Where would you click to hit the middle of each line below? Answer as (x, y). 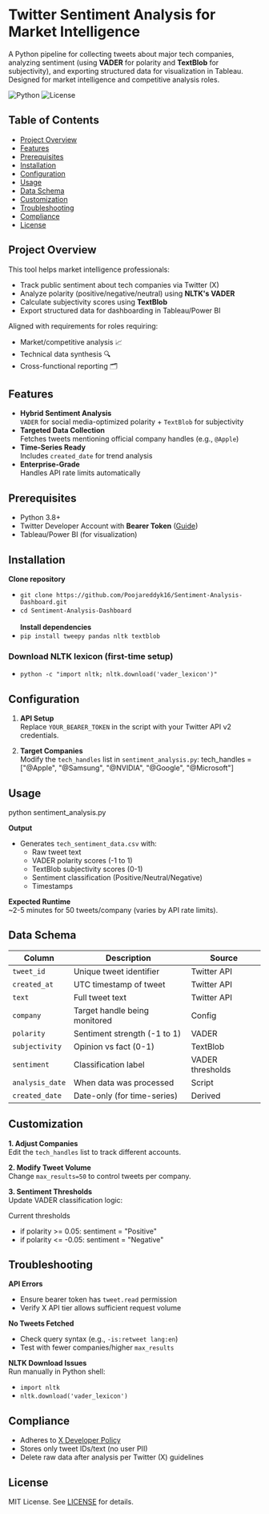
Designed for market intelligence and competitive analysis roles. (114, 79)
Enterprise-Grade (50, 464)
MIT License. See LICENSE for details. (71, 1501)
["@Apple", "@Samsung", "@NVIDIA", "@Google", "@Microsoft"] (126, 768)
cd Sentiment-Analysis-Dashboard (76, 611)
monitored (92, 1020)
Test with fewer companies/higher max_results (97, 1347)
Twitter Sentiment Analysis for (112, 15)
